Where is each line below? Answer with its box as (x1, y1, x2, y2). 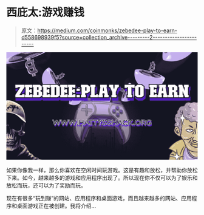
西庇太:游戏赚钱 (6, 5, 85, 19)
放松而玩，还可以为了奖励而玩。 (6, 182, 86, 189)
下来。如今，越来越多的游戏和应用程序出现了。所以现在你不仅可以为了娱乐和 (6, 174, 198, 182)
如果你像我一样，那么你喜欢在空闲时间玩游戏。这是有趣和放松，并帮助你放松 (6, 166, 198, 174)
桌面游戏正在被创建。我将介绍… (16, 202, 97, 210)
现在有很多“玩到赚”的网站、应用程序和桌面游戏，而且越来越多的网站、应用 (6, 195, 192, 202)
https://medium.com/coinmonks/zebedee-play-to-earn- (37, 27, 177, 34)
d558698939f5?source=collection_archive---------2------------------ (21, 33, 197, 41)
